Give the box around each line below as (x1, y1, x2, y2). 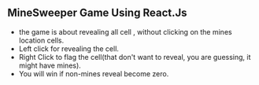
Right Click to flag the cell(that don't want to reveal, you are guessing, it (18, 52, 251, 61)
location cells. (18, 35, 65, 45)
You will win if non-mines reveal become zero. (18, 68, 169, 78)
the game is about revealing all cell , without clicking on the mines (18, 27, 233, 36)
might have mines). (18, 61, 82, 70)
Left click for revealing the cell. (18, 43, 120, 54)
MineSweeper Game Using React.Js (7, 6, 187, 20)
